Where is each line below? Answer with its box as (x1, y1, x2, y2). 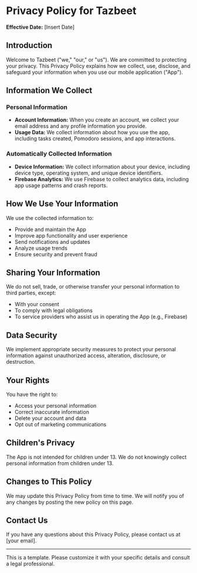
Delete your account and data (14, 415, 87, 422)
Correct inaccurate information (14, 408, 90, 415)
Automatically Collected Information (6, 150, 113, 158)
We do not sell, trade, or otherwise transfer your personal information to (6, 283, 180, 290)
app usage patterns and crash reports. (14, 182, 108, 189)
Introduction (6, 40, 53, 50)
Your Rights (6, 375, 50, 385)
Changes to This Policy (6, 477, 92, 487)
